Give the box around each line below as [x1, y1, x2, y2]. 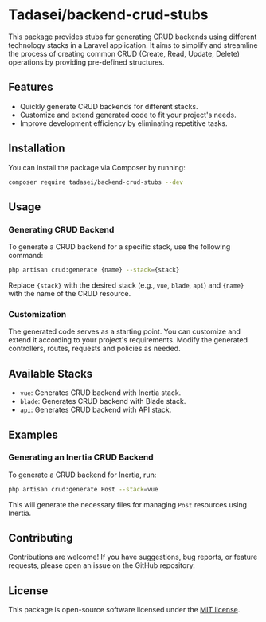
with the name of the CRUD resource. [8, 289, 131, 298]
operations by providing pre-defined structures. [8, 57, 165, 67]
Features [8, 80, 53, 94]
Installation [8, 142, 65, 155]
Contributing [8, 531, 73, 545]
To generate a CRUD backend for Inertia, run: [8, 470, 157, 479]
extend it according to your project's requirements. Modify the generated [8, 335, 248, 345]
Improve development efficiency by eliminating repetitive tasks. [19, 118, 228, 128]
